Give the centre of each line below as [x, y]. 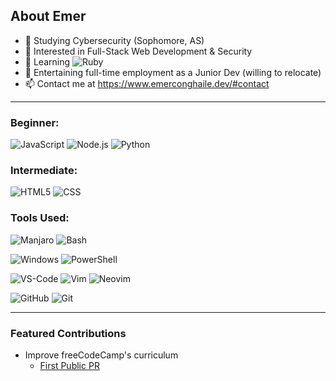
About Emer [48, 16]
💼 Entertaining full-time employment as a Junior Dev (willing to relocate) [173, 72]
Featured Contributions [68, 333]
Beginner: [35, 122]
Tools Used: [40, 218]
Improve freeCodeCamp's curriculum [101, 355]
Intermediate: [44, 171]
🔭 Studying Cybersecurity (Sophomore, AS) [114, 40]
